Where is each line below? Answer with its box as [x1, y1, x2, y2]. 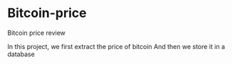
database [7, 50, 36, 58]
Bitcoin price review [7, 28, 66, 37]
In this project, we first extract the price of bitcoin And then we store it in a [7, 42, 226, 50]
